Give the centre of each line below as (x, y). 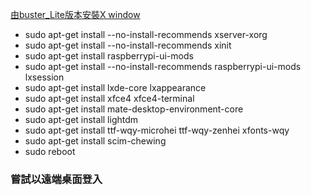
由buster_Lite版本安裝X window (75, 14)
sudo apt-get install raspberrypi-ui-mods (109, 56)
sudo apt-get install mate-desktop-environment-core (134, 109)
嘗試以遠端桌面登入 (56, 179)
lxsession (44, 77)
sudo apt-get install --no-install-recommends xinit (128, 45)
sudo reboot (50, 151)
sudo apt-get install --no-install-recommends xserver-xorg (146, 34)
